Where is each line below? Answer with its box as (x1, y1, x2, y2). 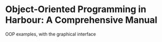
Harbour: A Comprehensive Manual (5, 14, 158, 26)
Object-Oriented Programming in (5, 4, 147, 15)
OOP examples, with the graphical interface (5, 31, 96, 37)
